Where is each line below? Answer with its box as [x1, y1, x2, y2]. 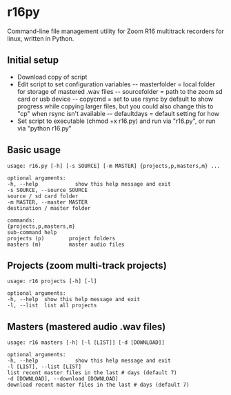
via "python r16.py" [17, 124, 72, 132]
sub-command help [7, 229, 57, 235]
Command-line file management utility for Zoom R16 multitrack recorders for [7, 27, 224, 35]
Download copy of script [17, 73, 88, 81]
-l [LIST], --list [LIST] [7, 363, 81, 370]
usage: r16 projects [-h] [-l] [7, 278, 97, 285]
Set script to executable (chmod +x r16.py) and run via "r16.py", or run [17, 117, 216, 125]
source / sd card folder [7, 193, 79, 200]
